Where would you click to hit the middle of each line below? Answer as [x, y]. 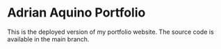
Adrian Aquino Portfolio [76, 13]
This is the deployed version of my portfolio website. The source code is [110, 32]
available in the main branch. [48, 39]
